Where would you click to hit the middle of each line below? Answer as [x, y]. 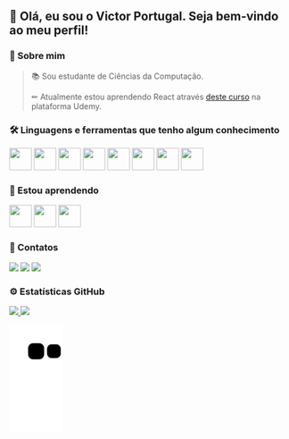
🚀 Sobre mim [37, 56]
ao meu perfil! [49, 31]
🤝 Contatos [34, 248]
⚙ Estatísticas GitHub [57, 291]
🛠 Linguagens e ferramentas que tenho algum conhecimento [144, 130]
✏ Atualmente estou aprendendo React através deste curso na [146, 97]
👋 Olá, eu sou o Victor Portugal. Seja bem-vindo [144, 17]
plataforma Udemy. [66, 106]
